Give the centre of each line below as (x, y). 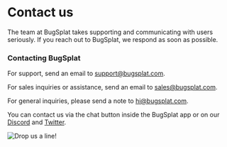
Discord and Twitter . (37, 122)
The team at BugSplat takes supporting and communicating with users (110, 32)
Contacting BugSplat (44, 58)
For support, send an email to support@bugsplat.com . (86, 73)
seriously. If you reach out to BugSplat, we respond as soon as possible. (113, 39)
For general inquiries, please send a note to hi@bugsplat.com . (98, 101)
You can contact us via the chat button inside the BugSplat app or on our (113, 115)
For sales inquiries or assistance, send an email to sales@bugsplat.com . (112, 87)
